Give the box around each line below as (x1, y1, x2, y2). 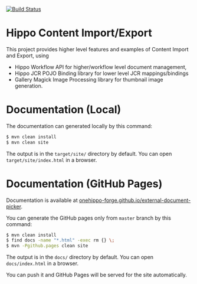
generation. (14, 82, 43, 89)
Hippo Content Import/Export (6, 27, 152, 40)
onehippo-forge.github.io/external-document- (78, 197, 191, 204)
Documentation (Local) (6, 103, 122, 116)
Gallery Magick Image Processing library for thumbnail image (14, 76, 163, 83)
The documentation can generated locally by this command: (6, 122, 152, 129)
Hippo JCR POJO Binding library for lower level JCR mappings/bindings (14, 70, 189, 77)
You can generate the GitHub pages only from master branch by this (6, 214, 171, 221)
